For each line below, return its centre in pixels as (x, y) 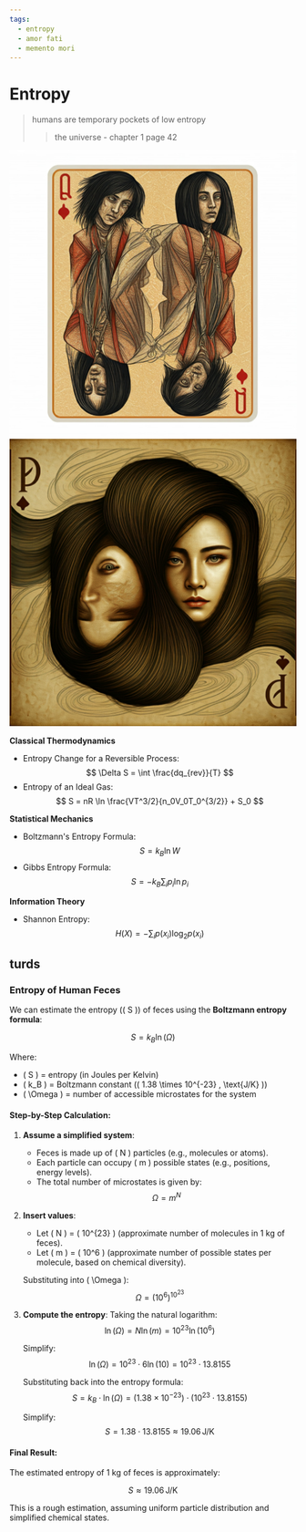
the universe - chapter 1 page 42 (116, 138)
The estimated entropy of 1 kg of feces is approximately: (115, 1473)
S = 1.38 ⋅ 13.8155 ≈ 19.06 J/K (159, 1432)
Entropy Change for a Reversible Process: (101, 759)
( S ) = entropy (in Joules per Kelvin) (91, 1075)
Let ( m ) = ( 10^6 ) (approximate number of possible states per (153, 1252)
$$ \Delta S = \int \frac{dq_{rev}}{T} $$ (160, 773)
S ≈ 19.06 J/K (153, 1490)
